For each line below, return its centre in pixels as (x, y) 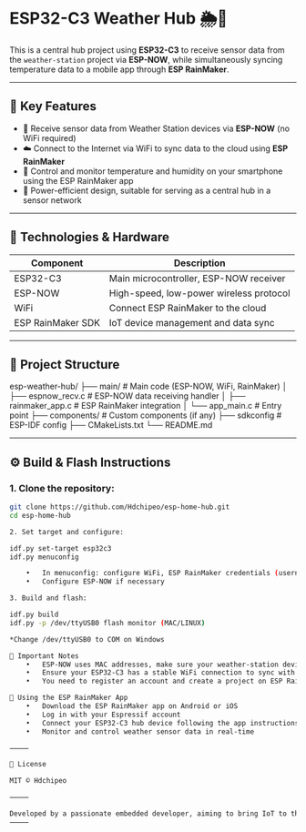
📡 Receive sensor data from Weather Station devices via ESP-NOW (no (156, 128)
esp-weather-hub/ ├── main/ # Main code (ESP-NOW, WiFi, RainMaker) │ (148, 386)
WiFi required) (49, 137)
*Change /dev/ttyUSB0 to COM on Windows (87, 639)
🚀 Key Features (53, 107)
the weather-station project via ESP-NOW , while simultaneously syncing (146, 59)
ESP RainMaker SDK (57, 322)
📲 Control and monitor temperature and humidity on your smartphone (153, 171)
